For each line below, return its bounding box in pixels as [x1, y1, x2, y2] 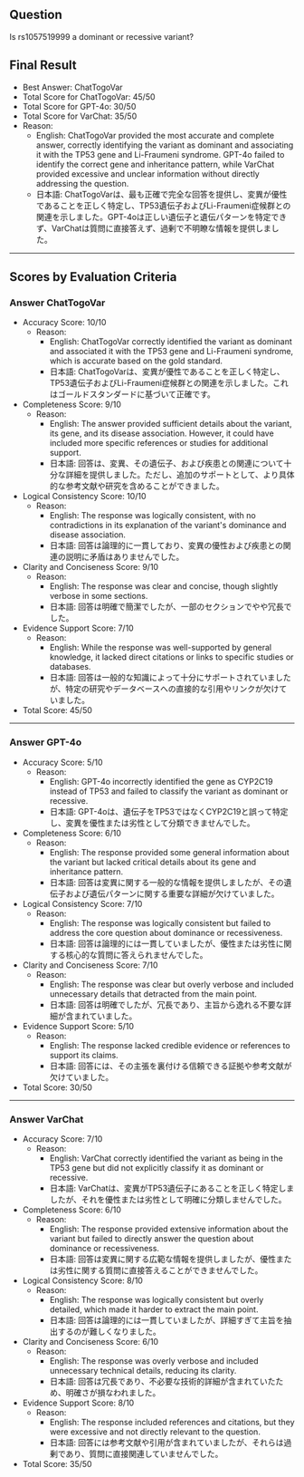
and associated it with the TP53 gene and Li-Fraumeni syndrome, [49, 346, 294, 357]
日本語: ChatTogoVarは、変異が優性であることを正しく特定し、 [49, 366, 285, 377]
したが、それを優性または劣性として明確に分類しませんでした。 [49, 1193, 287, 1204]
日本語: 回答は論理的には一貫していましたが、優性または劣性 [49, 938, 276, 949]
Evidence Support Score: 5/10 [22, 1020, 134, 1031]
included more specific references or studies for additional [49, 438, 269, 449]
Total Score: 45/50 [22, 705, 93, 716]
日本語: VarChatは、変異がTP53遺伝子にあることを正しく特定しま [49, 1183, 295, 1193]
